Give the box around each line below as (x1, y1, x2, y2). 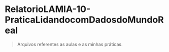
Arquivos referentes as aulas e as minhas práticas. (17, 41, 123, 47)
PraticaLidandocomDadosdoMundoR (5, 14, 164, 25)
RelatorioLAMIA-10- (5, 3, 91, 15)
